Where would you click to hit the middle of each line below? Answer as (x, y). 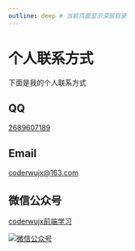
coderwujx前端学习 (40, 221)
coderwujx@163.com (44, 173)
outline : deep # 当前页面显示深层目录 (67, 16)
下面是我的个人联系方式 (47, 83)
